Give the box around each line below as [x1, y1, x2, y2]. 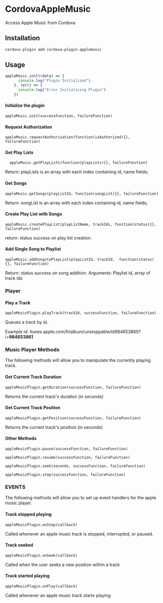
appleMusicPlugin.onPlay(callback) [5, 584, 78, 589]
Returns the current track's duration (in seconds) [5, 393, 104, 399]
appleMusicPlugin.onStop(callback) [5, 522, 78, 527]
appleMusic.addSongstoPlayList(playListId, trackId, [5, 257, 115, 262]
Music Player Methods [5, 346, 60, 353]
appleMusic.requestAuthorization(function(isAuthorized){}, [5, 135, 131, 140]
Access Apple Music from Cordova [5, 20, 76, 26]
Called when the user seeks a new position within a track [5, 562, 120, 568]
